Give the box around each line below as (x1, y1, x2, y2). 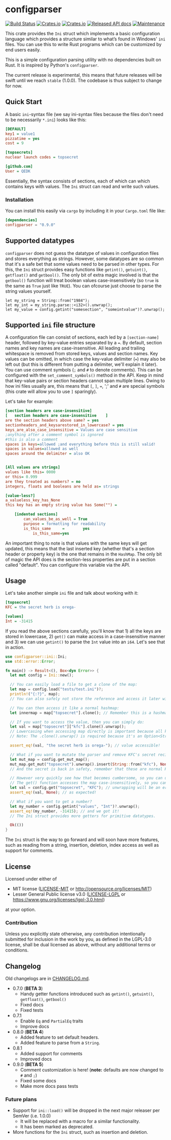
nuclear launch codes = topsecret (5, 155, 79, 160)
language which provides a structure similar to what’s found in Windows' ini (5, 36, 165, 42)
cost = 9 (5, 141, 24, 146)
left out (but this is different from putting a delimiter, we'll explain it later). (5, 361, 158, 367)
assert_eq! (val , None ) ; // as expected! (10, 790, 97, 795)
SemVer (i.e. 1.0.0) (12, 1113, 51, 1119)
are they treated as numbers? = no (5, 479, 81, 484)
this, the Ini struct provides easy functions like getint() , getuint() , (5, 266, 148, 272)
